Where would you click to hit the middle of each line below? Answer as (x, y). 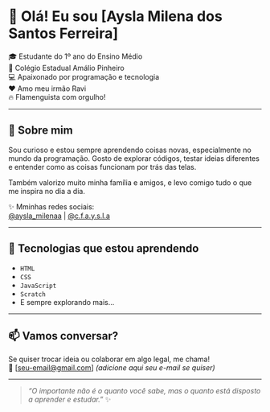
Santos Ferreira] (63, 33)
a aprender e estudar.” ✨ (70, 400)
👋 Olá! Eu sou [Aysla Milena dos (115, 16)
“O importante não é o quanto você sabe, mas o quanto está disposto (144, 391)
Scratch (33, 294)
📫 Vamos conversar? (63, 336)
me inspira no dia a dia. (47, 191)
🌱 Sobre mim (41, 131)
